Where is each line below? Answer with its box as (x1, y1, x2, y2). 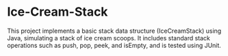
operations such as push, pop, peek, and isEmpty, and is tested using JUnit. (7, 41, 221, 49)
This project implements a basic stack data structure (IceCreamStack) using (7, 27, 222, 35)
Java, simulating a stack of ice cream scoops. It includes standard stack (7, 33, 211, 42)
